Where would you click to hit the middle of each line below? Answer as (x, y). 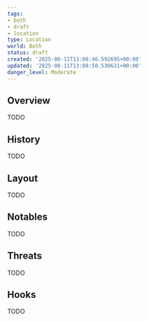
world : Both (24, 46)
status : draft (28, 53)
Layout (23, 178)
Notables (28, 217)
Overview (29, 100)
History (24, 140)
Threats (25, 256)
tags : (15, 14)
